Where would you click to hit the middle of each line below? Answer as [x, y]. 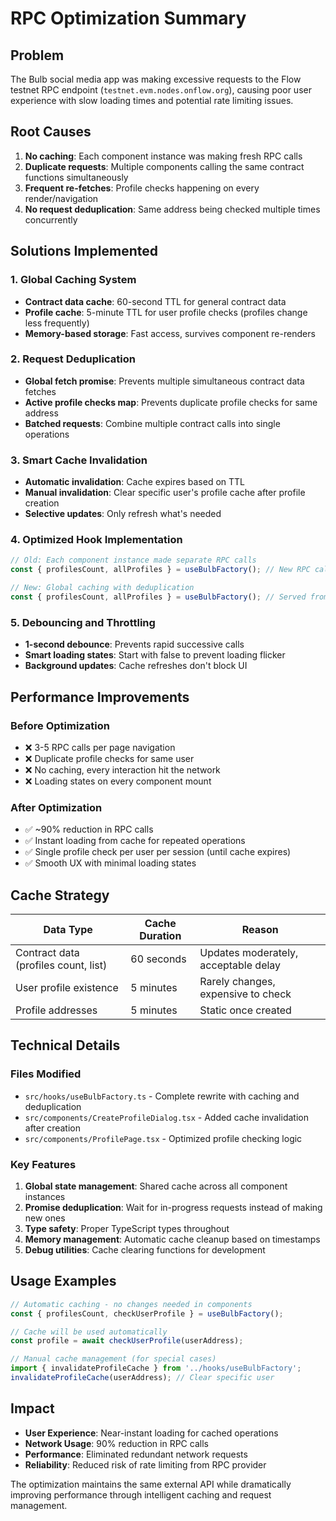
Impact [32, 1408]
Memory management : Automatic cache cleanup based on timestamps [172, 1239]
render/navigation [61, 198]
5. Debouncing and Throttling [83, 622]
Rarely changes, [237, 981]
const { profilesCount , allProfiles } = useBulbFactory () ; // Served [158, 597]
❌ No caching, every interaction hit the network [122, 769]
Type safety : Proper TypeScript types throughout [127, 1228]
